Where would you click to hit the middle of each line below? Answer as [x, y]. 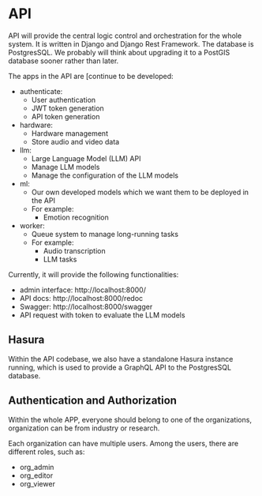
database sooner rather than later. [64, 61]
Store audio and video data [75, 141]
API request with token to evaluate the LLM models [102, 315]
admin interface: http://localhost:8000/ [82, 290]
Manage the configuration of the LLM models [105, 175]
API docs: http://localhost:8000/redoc [81, 298]
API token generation [65, 116]
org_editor [36, 475]
